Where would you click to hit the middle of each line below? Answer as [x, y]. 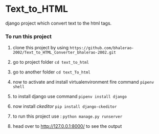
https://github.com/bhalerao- [102, 48]
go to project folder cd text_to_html [51, 62]
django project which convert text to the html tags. [59, 23]
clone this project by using [41, 48]
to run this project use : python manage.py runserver [67, 117]
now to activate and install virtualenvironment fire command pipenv [83, 82]
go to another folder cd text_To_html [52, 72]
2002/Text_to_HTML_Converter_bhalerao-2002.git [64, 53]
